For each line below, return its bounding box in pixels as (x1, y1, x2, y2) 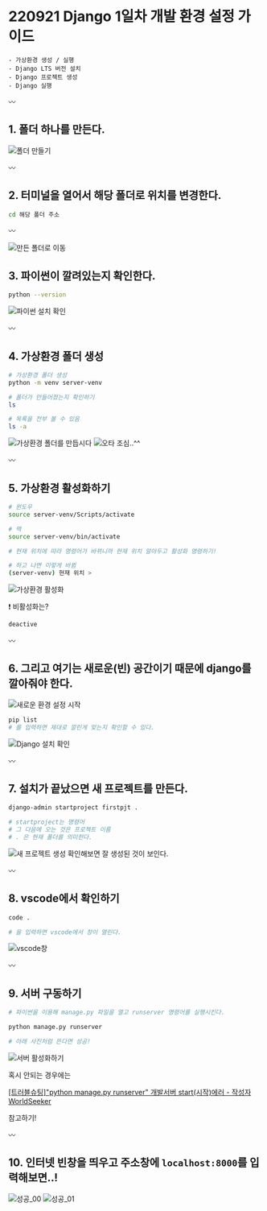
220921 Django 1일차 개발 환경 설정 (8, 7, 235, 26)
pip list (8, 716, 38, 724)
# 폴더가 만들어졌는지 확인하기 (8, 393, 95, 401)
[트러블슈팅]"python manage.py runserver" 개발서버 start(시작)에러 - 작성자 (8, 1087, 252, 1097)
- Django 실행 (8, 81, 52, 89)
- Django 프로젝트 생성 (8, 73, 78, 81)
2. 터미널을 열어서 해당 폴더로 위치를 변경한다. (8, 188, 222, 202)
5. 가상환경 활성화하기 (8, 481, 111, 495)
